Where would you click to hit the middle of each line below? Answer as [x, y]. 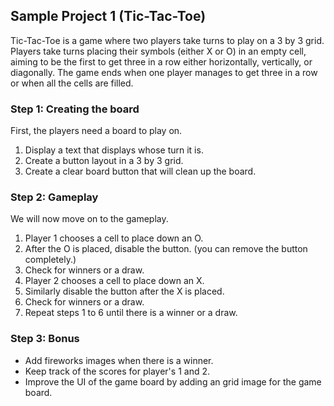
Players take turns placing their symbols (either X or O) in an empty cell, [158, 51]
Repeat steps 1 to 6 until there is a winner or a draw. [131, 313]
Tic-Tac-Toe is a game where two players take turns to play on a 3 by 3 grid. [167, 40]
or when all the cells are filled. [72, 83]
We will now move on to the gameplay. [89, 219]
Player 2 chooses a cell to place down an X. [114, 281]
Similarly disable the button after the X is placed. [124, 291]
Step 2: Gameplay [54, 197]
